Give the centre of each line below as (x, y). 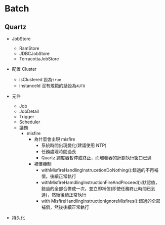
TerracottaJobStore (39, 59)
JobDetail (29, 111)
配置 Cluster (24, 69)
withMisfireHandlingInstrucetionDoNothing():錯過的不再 (98, 170)
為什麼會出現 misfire (54, 139)
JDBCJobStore (34, 53)
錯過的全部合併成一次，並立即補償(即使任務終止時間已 (96, 189)
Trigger (27, 116)
